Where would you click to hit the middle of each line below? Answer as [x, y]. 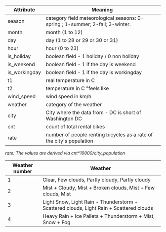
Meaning [102, 10]
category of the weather [74, 104]
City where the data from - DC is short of [94, 112]
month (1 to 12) [64, 32]
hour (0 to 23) [62, 48]
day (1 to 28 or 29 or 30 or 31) [82, 40]
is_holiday [19, 56]
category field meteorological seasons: [91, 18]
